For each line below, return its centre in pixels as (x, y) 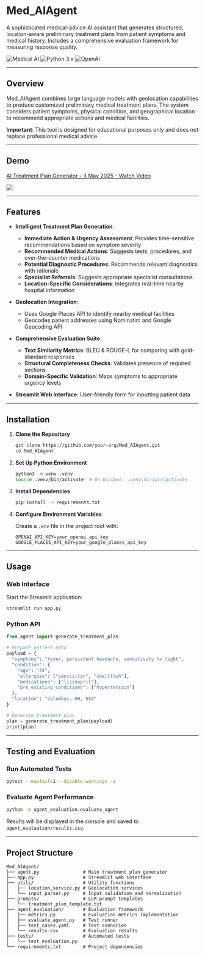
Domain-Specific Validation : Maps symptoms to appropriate (101, 376)
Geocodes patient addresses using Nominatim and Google (98, 320)
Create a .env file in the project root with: (67, 526)
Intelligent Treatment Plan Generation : (65, 227)
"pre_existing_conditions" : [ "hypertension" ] (76, 687)
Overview (25, 84)
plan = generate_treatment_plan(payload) (60, 721)
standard (35, 357)
